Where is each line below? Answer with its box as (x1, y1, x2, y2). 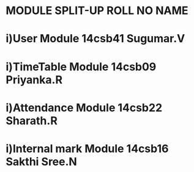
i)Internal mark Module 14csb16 (6, 141, 169, 155)
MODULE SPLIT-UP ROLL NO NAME (6, 4, 188, 18)
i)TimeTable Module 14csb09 (6, 59, 157, 73)
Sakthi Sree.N (6, 154, 77, 168)
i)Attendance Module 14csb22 (6, 100, 163, 114)
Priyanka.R (6, 73, 62, 86)
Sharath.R (6, 114, 58, 127)
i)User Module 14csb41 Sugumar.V (6, 32, 185, 46)
